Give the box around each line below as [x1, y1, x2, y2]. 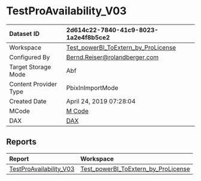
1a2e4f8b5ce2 [66, 33, 110, 41]
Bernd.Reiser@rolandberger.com [66, 53, 159, 61]
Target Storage [9, 63, 51, 71]
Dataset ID [9, 29, 40, 38]
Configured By [9, 53, 50, 61]
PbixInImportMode [66, 84, 118, 92]
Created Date [9, 97, 47, 105]
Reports [6, 137, 37, 147]
